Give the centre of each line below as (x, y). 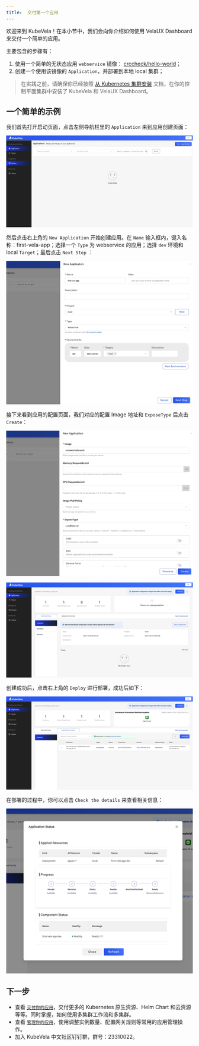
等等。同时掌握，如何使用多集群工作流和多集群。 (74, 1014)
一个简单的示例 (33, 112)
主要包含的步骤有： (30, 51)
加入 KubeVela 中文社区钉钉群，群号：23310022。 (76, 1036)
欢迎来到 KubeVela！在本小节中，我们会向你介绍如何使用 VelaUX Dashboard (99, 31)
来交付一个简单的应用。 (35, 38)
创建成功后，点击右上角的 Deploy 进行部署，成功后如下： (75, 688)
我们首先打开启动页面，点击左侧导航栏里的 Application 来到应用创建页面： (97, 127)
